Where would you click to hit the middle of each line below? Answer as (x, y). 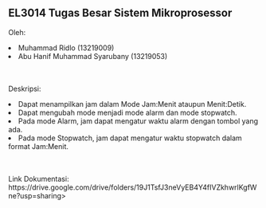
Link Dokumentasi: (39, 179)
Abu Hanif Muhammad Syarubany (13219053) (93, 56)
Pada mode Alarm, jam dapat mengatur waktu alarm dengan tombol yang (139, 121)
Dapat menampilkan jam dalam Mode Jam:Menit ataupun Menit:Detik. (133, 104)
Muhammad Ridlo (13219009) (66, 48)
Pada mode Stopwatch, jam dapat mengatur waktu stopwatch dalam (131, 138)
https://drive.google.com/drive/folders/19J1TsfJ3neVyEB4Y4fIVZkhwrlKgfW (133, 187)
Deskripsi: (25, 88)
